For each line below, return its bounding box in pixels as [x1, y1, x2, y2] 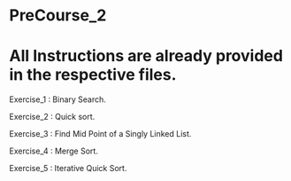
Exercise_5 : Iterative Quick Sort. [9, 163, 127, 174]
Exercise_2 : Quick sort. [9, 112, 96, 122]
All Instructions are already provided [9, 46, 283, 67]
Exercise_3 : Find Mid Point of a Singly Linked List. [9, 129, 192, 139]
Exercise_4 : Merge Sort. [9, 146, 99, 156]
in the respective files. [9, 65, 177, 85]
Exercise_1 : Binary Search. [9, 94, 106, 105]
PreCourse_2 [9, 5, 107, 26]
